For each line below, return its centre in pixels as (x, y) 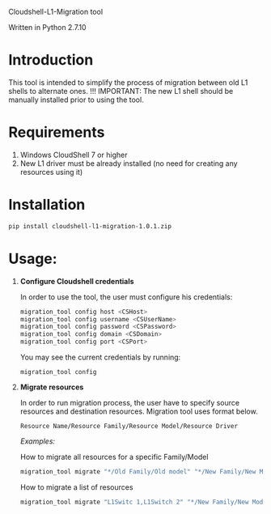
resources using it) (51, 172)
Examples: (37, 441)
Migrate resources (52, 387)
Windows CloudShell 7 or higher (74, 155)
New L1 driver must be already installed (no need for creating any (129, 163)
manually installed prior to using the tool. (76, 100)
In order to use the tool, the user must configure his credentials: (126, 297)
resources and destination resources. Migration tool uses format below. (139, 411)
